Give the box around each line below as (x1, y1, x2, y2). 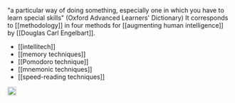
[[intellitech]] (17, 43, 56, 50)
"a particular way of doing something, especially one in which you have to (7, 6, 224, 14)
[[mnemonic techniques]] (17, 65, 93, 73)
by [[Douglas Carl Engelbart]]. (7, 28, 95, 37)
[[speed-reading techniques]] (17, 72, 105, 81)
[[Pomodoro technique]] (17, 58, 89, 66)
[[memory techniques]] (17, 50, 86, 58)
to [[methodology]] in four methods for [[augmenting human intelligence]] (7, 21, 224, 29)
